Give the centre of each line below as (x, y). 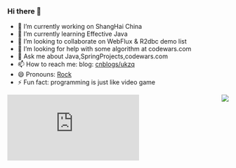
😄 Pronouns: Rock (45, 75)
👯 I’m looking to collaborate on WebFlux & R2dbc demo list (102, 41)
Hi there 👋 (25, 11)
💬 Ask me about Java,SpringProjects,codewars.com (93, 56)
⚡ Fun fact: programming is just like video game (86, 82)
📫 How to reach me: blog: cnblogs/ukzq (76, 64)
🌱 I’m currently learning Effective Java (72, 34)
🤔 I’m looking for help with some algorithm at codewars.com (104, 49)
